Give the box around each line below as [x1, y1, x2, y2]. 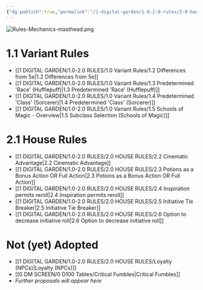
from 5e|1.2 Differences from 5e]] [14, 73, 98, 80]
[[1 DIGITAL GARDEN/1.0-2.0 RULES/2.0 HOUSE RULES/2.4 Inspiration [14, 185, 190, 192]
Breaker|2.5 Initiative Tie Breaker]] [14, 204, 101, 211]
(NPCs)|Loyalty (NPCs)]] [14, 264, 77, 272]
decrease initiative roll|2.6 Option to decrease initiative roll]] [14, 217, 164, 224]
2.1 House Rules [6, 132, 88, 146]
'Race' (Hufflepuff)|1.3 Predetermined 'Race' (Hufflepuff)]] [14, 86, 160, 93]
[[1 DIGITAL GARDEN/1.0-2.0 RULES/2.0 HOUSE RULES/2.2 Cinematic [14, 152, 188, 160]
